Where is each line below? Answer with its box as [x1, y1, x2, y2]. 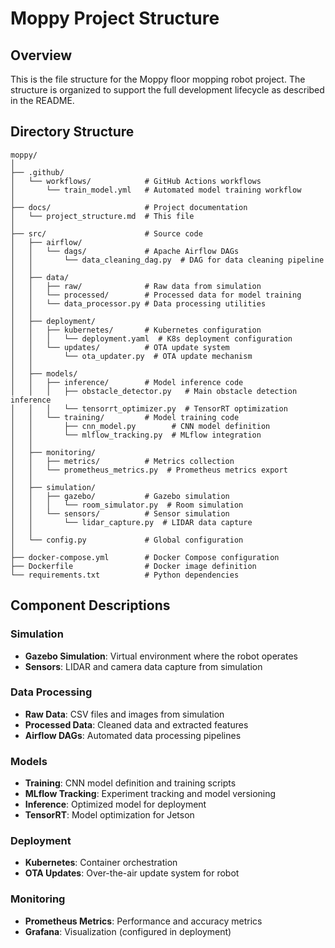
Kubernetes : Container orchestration [24, 857, 178, 869]
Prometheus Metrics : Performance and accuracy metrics [24, 915, 263, 927]
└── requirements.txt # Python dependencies [10, 570, 240, 580]
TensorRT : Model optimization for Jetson [24, 809, 195, 821]
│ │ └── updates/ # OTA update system [10, 342, 230, 352]
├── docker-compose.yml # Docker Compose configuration [10, 552, 280, 562]
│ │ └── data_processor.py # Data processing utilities [10, 298, 267, 309]
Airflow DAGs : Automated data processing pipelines [24, 729, 242, 741]
